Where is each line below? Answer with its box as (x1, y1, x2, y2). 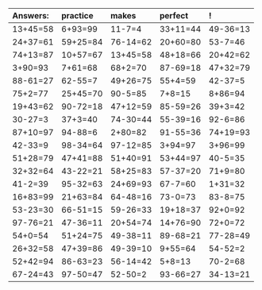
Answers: (12, 10, 49, 21)
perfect (160, 10, 189, 21)
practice (61, 10, 94, 21)
